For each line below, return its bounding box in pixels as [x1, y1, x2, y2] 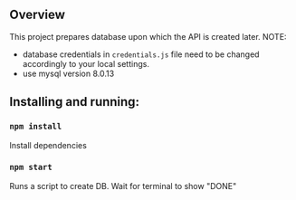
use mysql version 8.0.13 [22, 68, 115, 79]
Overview [9, 7, 66, 23]
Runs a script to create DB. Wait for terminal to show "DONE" [9, 180, 237, 191]
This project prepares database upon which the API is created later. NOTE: [9, 31, 287, 42]
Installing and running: [9, 94, 140, 110]
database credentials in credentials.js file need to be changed [22, 49, 260, 60]
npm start [9, 162, 53, 173]
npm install [9, 121, 62, 132]
